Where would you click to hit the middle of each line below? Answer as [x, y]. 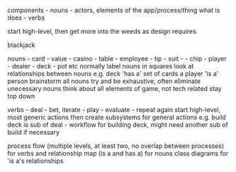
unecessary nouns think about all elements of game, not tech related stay [114, 88]
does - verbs [26, 18]
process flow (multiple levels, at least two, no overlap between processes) [116, 146]
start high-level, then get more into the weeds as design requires [102, 31]
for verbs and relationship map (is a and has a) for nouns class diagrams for [118, 153]
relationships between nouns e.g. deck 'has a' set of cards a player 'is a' [113, 74]
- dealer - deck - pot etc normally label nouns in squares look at [101, 66]
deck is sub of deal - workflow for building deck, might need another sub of [118, 125]
